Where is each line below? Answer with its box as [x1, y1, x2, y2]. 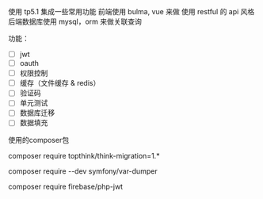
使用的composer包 [8, 135, 70, 144]
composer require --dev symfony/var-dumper [8, 166, 158, 176]
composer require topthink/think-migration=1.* [8, 151, 160, 160]
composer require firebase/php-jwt [8, 182, 124, 191]
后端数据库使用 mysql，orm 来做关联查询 [8, 17, 143, 26]
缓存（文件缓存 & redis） [19, 78, 101, 88]
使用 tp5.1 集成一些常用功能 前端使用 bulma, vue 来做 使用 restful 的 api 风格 [8, 7, 255, 16]
